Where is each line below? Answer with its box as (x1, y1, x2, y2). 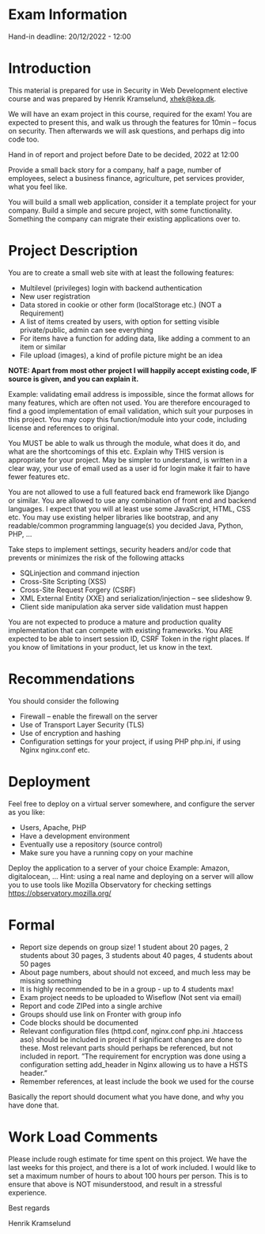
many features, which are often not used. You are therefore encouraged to (8, 398, 251, 407)
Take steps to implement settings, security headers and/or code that (8, 544, 232, 554)
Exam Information (8, 6, 128, 24)
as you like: (8, 807, 45, 817)
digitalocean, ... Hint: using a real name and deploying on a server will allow (8, 871, 254, 881)
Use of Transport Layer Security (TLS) (19, 719, 145, 729)
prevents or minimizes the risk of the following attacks (8, 553, 184, 562)
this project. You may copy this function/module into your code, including (8, 414, 248, 424)
